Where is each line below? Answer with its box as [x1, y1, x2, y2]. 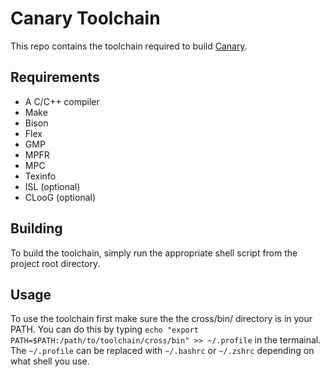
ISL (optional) [24, 180, 81, 192]
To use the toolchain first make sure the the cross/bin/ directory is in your [10, 313, 313, 325]
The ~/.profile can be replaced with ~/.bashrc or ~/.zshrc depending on [10, 345, 315, 357]
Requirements [10, 69, 100, 86]
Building [10, 220, 63, 237]
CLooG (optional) [24, 191, 97, 203]
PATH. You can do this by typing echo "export [10, 323, 200, 336]
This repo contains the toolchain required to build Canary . [10, 40, 248, 52]
